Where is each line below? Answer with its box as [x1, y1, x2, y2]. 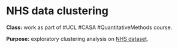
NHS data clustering [6, 4, 109, 18]
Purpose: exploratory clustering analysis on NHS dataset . [6, 35, 149, 42]
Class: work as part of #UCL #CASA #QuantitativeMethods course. [6, 24, 173, 31]
